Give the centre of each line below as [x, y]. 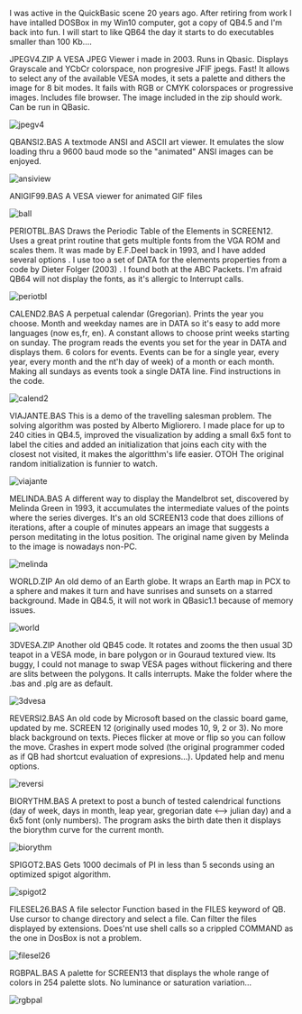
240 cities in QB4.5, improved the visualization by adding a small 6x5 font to [150, 435]
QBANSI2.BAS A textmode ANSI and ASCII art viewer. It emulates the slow [147, 142]
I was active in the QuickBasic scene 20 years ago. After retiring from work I [151, 13]
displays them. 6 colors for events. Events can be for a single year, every [144, 352]
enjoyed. [26, 161]
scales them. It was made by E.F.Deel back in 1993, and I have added [137, 250]
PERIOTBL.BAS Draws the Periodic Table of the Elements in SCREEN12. [141, 231]
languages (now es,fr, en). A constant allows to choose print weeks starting [150, 333]
